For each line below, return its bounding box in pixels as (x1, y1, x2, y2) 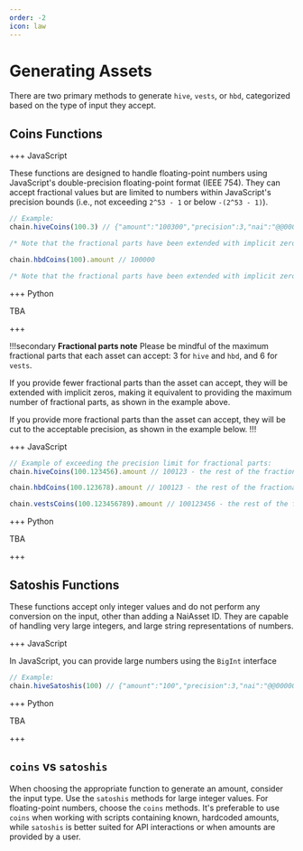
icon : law (9, 22, 47, 31)
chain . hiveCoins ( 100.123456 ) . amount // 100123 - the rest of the (9, 467, 260, 476)
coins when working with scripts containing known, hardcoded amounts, (9, 811, 280, 823)
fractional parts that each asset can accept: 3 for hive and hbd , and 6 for (9, 350, 278, 361)
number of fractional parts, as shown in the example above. (9, 396, 231, 407)
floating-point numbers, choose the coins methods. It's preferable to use (9, 802, 280, 813)
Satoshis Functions (9, 577, 120, 592)
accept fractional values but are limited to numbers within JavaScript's (9, 187, 272, 198)
